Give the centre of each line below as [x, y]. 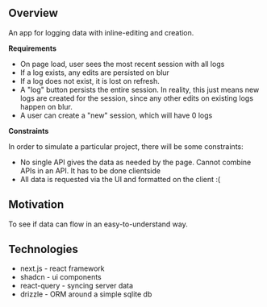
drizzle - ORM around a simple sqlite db [86, 294]
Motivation [36, 205]
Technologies [44, 249]
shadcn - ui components [61, 277]
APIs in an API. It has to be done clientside [90, 170]
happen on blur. [46, 106]
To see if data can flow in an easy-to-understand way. [98, 224]
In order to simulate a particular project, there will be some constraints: [126, 146]
